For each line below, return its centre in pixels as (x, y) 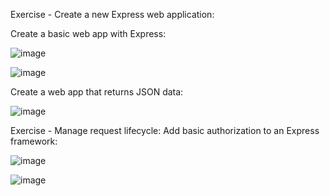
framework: (34, 141)
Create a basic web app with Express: (88, 33)
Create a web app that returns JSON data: (97, 92)
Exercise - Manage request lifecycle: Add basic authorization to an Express (165, 130)
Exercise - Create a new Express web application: (112, 14)
